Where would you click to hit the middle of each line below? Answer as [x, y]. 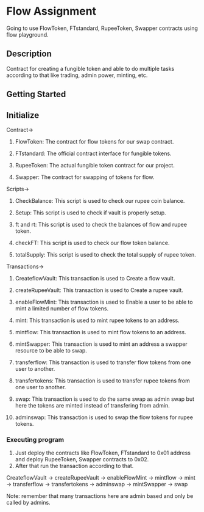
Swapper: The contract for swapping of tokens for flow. [85, 177]
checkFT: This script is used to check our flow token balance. [92, 243]
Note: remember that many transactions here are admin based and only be [100, 496]
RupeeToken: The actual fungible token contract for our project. [95, 165]
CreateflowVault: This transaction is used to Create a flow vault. [95, 278]
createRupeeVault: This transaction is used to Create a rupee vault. [99, 290]
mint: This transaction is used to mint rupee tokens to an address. [97, 320]
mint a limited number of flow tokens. [62, 308]
